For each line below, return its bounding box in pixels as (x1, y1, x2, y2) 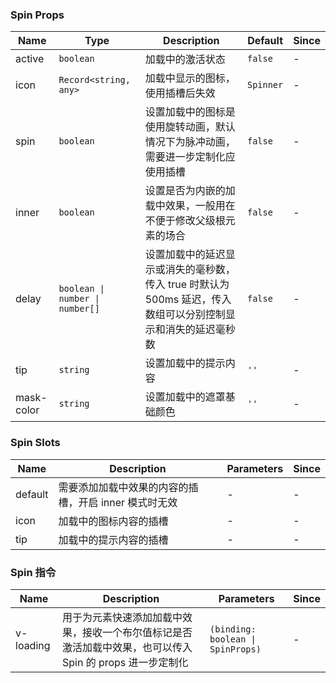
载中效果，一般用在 (144, 199, 236, 213)
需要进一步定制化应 (144, 150, 236, 164)
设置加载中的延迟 (144, 248, 226, 262)
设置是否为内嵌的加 (144, 184, 236, 198)
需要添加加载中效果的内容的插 (58, 480, 199, 494)
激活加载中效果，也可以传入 (61, 640, 193, 654)
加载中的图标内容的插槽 (58, 514, 169, 528)
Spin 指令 (10, 565, 57, 579)
